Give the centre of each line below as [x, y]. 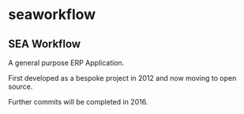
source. [21, 86]
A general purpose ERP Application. [66, 63]
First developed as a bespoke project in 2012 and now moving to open [122, 78]
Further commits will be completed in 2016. [78, 102]
